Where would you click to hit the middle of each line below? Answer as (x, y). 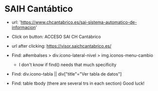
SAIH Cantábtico (39, 9)
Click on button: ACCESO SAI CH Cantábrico (56, 37)
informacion (24, 27)
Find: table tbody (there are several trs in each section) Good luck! (78, 83)
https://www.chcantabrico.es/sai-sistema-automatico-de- (79, 22)
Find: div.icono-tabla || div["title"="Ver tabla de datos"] (67, 74)
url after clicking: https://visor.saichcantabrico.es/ (61, 46)
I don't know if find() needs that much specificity (68, 65)
